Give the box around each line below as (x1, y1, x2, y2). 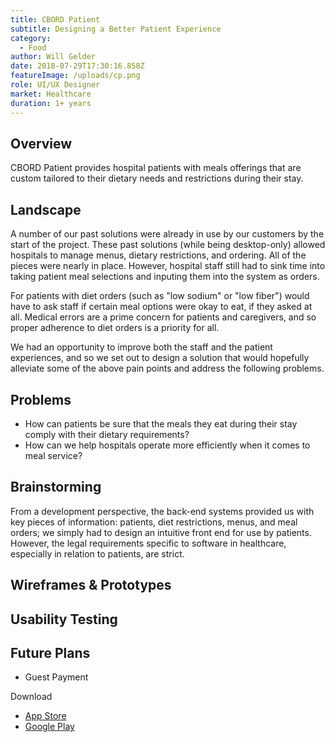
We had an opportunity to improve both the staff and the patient (10, 341, 273, 353)
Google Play (24, 721, 75, 733)
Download (10, 691, 53, 703)
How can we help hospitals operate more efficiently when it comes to (24, 439, 311, 451)
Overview (10, 135, 73, 152)
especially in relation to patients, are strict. (10, 547, 185, 560)
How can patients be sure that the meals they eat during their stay (24, 417, 298, 430)
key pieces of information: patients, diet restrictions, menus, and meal (10, 516, 298, 528)
